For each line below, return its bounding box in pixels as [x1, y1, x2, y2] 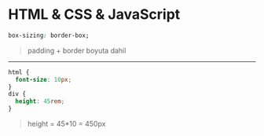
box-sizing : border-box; [8, 31, 90, 39]
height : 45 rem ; [15, 97, 65, 105]
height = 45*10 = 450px [27, 119, 106, 129]
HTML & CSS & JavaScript [8, 6, 181, 24]
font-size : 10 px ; [15, 75, 72, 83]
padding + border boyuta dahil [27, 46, 126, 55]
